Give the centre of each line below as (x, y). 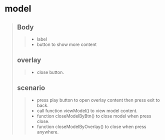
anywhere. (48, 132)
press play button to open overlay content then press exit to (98, 100)
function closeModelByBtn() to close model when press (94, 116)
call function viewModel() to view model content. (87, 110)
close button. (50, 72)
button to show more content (67, 44)
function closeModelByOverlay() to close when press (91, 126)
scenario (31, 88)
